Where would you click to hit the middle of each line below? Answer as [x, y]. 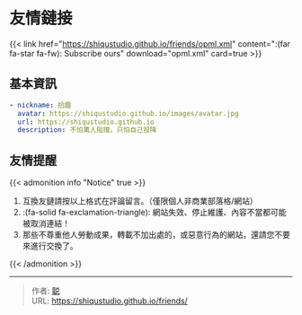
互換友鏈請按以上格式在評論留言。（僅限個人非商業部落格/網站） [140, 201]
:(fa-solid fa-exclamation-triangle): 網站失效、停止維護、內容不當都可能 [154, 213]
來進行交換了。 [50, 246]
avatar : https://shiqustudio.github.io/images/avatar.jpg [129, 113]
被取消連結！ [46, 223]
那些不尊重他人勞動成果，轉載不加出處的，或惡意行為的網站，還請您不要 [156, 235]
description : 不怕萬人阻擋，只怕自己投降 [87, 130]
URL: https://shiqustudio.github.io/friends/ [110, 301]
